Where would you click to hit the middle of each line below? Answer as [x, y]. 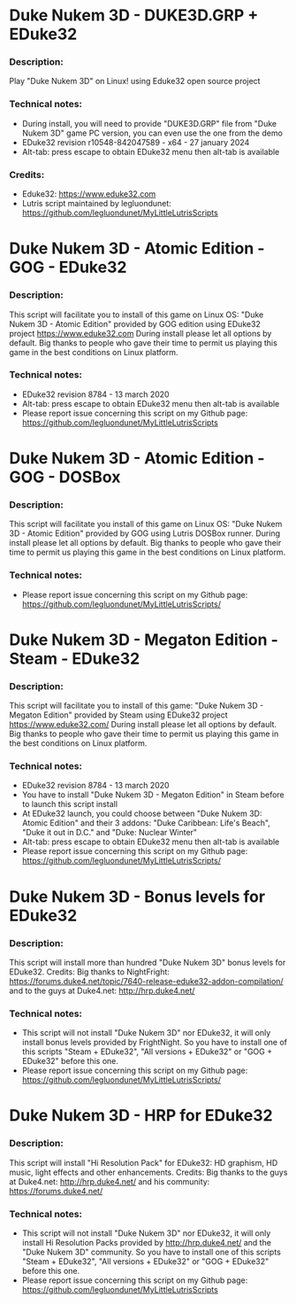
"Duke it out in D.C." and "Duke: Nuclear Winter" [109, 833]
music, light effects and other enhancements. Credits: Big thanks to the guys [148, 1172]
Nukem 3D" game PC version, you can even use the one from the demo [152, 133]
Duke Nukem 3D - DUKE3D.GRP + [134, 16]
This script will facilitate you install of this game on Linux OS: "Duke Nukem [146, 524]
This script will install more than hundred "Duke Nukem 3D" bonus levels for [148, 962]
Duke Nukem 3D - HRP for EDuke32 [141, 1116]
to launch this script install [69, 804]
